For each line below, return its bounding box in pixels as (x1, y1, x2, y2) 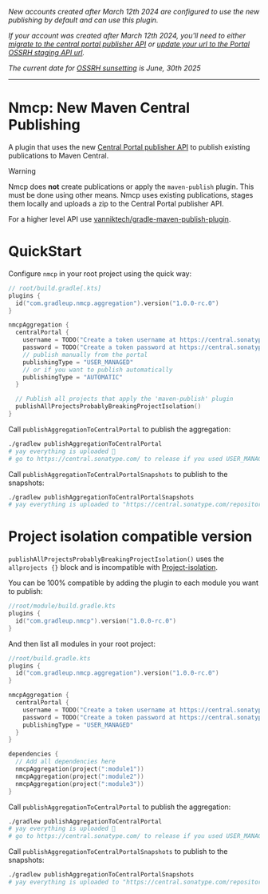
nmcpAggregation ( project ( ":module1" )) (15, 765, 145, 773)
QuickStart (8, 243, 82, 261)
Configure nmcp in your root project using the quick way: (8, 268, 192, 279)
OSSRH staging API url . (8, 48, 85, 57)
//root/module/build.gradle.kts (8, 602, 116, 611)
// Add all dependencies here (15, 758, 116, 766)
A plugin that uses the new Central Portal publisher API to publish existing (8, 142, 250, 151)
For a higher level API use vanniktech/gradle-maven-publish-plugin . (8, 214, 231, 223)
